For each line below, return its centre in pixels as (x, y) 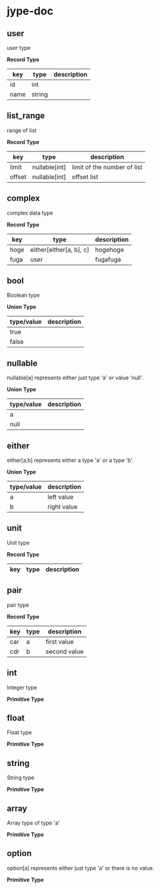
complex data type (30, 213)
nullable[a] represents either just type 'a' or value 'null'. (75, 378)
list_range (26, 116)
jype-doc (30, 11)
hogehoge (109, 250)
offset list (85, 177)
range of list (22, 130)
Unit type (18, 543)
